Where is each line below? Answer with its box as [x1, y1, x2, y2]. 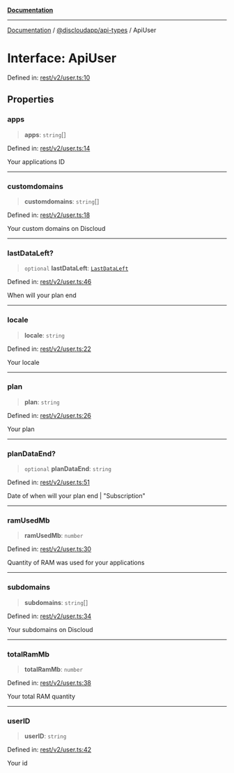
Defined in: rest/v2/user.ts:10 [7, 73, 91, 82]
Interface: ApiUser [7, 50, 117, 66]
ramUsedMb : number [24, 532, 84, 540]
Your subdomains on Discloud [7, 625, 93, 633]
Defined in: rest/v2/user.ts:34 [7, 612, 92, 620]
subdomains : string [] [24, 598, 88, 606]
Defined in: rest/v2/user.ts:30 [7, 545, 92, 553]
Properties [7, 93, 54, 105]
